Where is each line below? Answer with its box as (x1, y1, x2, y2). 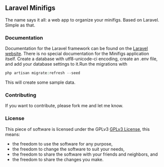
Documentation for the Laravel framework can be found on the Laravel (5, 46, 148, 51)
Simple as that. (5, 22, 35, 28)
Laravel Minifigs (5, 4, 56, 12)
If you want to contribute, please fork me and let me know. (5, 103, 124, 109)
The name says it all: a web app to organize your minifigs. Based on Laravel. (5, 17, 160, 23)
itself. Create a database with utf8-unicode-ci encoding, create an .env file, (5, 56, 158, 62)
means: (5, 131, 21, 137)
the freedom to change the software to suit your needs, (12, 146, 125, 152)
